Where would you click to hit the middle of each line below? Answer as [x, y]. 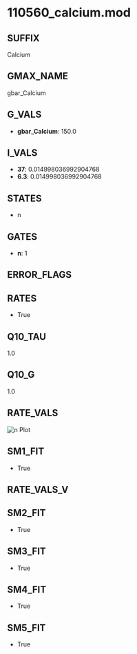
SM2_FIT [27, 513]
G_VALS [24, 115]
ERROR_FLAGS [40, 275]
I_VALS [22, 153]
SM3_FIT [27, 552]
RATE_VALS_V [38, 490]
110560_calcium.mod [69, 13]
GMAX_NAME [38, 76]
